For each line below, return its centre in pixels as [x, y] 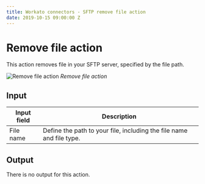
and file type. [61, 138]
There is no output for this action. [48, 175]
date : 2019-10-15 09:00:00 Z [43, 18]
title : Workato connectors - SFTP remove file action [76, 12]
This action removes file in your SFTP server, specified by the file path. [95, 65]
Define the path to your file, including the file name [115, 130]
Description [119, 116]
